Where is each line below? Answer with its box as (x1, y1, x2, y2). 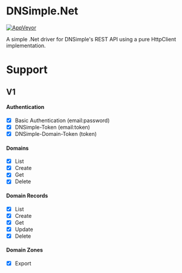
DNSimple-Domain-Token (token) (14, 130, 97, 137)
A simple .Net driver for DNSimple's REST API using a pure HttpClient (6, 35, 177, 43)
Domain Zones (6, 247, 44, 254)
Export (14, 260, 32, 267)
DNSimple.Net (6, 4, 79, 18)
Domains (6, 144, 29, 151)
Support (6, 63, 48, 77)
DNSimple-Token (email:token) (14, 123, 91, 131)
